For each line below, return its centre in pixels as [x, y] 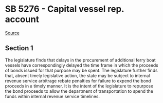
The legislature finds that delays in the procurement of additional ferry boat [80, 60]
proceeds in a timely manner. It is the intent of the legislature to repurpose [79, 86]
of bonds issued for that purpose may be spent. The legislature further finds [81, 70]
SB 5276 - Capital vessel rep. [64, 9]
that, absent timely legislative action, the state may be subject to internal [78, 75]
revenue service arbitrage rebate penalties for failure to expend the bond [78, 81]
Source [12, 33]
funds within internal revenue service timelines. [52, 96]
